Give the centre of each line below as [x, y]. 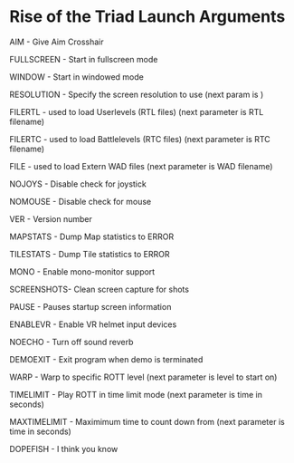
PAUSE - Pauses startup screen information [90, 306]
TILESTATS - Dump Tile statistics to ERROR [90, 254]
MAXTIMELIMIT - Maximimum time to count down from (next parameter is [147, 421]
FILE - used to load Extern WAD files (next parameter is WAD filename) [141, 166]
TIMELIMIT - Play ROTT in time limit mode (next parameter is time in [136, 394]
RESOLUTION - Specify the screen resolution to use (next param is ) [137, 94]
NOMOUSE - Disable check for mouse [81, 201]
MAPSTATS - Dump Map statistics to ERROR [92, 236]
